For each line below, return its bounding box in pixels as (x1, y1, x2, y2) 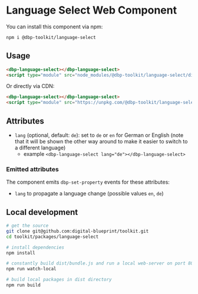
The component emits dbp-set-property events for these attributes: (6, 178, 170, 186)
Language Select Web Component (6, 4, 177, 17)
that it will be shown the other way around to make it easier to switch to (14, 138, 188, 145)
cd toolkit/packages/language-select (6, 234, 99, 240)
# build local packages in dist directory (6, 277, 112, 283)
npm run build (6, 282, 41, 288)
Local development (6, 207, 78, 217)
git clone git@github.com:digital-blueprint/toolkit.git (6, 228, 149, 234)
